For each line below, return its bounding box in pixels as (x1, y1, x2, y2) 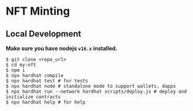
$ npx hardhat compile (6, 73, 64, 79)
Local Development (6, 29, 81, 39)
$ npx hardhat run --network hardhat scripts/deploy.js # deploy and (6, 88, 187, 95)
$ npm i (6, 67, 26, 73)
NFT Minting (6, 4, 70, 18)
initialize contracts (6, 94, 61, 100)
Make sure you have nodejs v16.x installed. (6, 45, 118, 52)
